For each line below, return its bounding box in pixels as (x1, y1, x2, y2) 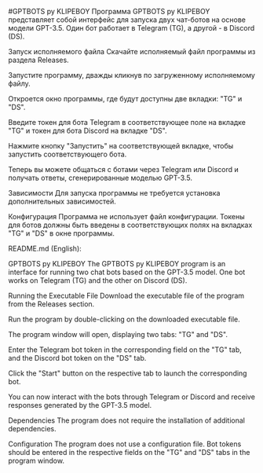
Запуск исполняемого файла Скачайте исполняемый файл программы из (8, 47, 256, 56)
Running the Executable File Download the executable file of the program (8, 291, 245, 300)
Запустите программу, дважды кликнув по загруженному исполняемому (8, 71, 255, 79)
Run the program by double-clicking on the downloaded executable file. (8, 314, 241, 324)
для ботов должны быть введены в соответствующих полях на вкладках (8, 220, 253, 229)
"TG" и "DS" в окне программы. (8, 229, 115, 238)
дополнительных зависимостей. (8, 196, 116, 206)
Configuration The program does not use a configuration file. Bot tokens (8, 439, 242, 449)
